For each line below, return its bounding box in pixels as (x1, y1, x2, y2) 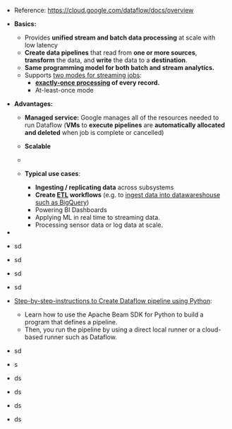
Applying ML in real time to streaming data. (35, 213, 161, 221)
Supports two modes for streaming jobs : (24, 71, 142, 79)
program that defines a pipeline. (24, 318, 118, 326)
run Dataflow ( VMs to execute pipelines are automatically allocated (24, 121, 226, 129)
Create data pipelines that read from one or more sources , (24, 49, 197, 57)
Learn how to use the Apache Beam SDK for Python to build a (24, 310, 204, 319)
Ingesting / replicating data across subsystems (35, 183, 174, 192)
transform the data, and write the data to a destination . (24, 56, 188, 64)
